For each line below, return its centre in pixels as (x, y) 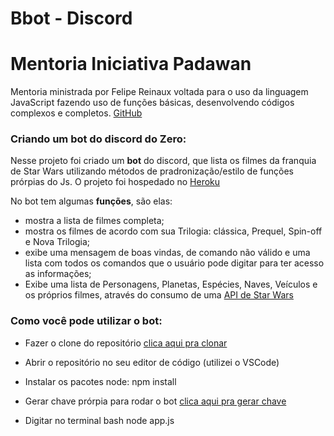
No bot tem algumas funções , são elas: (91, 201)
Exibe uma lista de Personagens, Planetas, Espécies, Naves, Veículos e (171, 284)
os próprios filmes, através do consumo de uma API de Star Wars (159, 295)
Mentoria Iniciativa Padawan (131, 64)
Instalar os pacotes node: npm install (100, 381)
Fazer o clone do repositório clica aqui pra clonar (126, 343)
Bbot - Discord (71, 18)
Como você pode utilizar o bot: (86, 321)
